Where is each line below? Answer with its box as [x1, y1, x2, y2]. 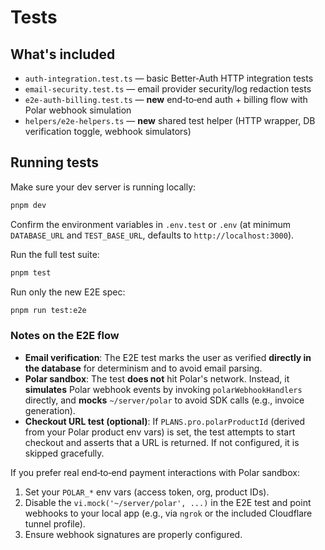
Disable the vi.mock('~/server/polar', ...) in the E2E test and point [24, 496, 312, 508]
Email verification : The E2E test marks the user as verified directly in [24, 351, 312, 363]
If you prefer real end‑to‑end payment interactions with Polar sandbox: [10, 466, 300, 478]
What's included [10, 46, 116, 63]
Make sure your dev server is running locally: [10, 181, 197, 193]
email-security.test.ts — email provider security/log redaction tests [24, 83, 312, 95]
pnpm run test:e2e [10, 305, 87, 315]
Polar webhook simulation [24, 104, 132, 116]
